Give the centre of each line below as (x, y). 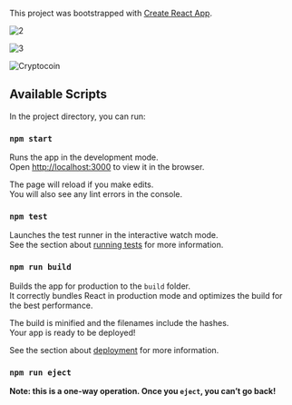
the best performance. (51, 305)
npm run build (40, 267)
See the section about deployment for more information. (114, 350)
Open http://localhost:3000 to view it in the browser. (107, 167)
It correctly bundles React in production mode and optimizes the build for (146, 295)
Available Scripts (58, 94)
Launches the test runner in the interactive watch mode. (114, 235)
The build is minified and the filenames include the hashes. (119, 322)
